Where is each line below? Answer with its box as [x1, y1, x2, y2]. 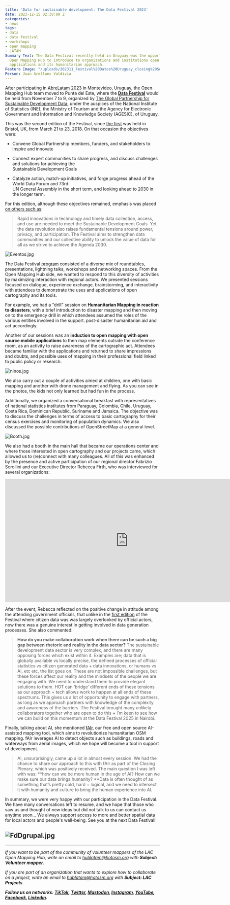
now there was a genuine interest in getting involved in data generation [5, 622, 149, 627]
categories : [5, 16, 29, 21]
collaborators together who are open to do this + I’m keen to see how [17, 710, 157, 716]
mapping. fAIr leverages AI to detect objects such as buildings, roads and [5, 735, 154, 741]
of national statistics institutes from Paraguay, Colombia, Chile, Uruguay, [5, 403, 151, 409]
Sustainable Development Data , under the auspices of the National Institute [5, 101, 157, 106]
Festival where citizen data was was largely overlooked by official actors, [5, 617, 153, 623]
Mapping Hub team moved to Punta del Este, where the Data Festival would [5, 90, 159, 96]
